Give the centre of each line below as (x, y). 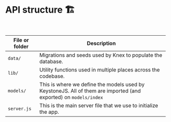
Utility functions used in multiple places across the (100, 69)
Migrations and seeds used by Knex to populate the (101, 55)
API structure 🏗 (40, 10)
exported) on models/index (71, 97)
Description (101, 43)
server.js (20, 108)
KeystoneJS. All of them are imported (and (90, 91)
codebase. (52, 76)
